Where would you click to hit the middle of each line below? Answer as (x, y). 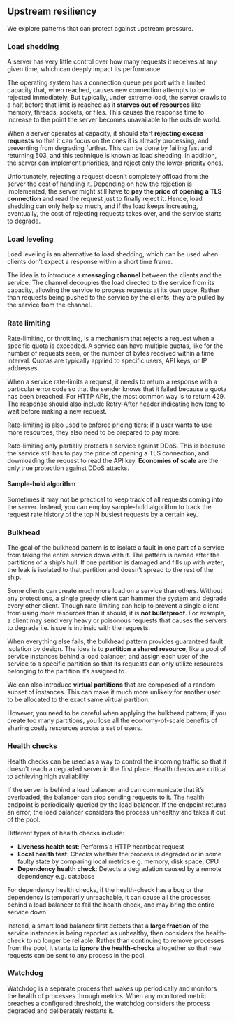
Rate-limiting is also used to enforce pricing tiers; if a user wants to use (110, 425)
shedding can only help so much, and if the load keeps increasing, (103, 206)
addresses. (23, 368)
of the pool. (24, 819)
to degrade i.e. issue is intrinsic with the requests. (79, 628)
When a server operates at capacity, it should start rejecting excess (105, 133)
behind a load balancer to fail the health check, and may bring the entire (111, 905)
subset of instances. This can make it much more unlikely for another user (114, 692)
